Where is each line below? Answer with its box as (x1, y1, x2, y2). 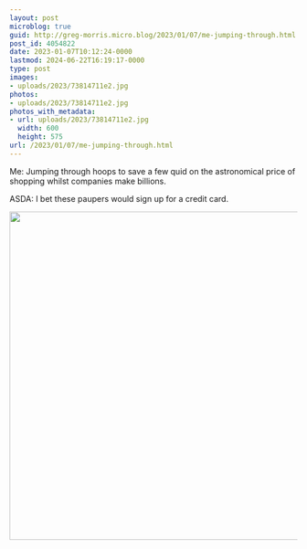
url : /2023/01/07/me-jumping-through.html (9, 141, 174, 150)
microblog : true (9, 22, 71, 31)
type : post (9, 65, 51, 74)
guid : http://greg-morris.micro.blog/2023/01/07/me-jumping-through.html (9, 30, 297, 39)
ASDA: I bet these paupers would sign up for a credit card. (9, 193, 229, 204)
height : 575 (17, 132, 64, 142)
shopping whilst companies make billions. (9, 175, 167, 186)
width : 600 (17, 124, 59, 133)
